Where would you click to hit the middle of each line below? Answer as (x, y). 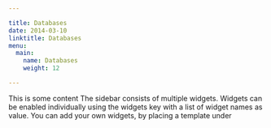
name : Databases (51, 61)
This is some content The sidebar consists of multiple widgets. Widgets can (135, 98)
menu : (17, 45)
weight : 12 (42, 68)
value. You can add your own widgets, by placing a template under (120, 115)
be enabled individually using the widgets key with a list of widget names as (135, 107)
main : (25, 53)
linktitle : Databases (45, 38)
